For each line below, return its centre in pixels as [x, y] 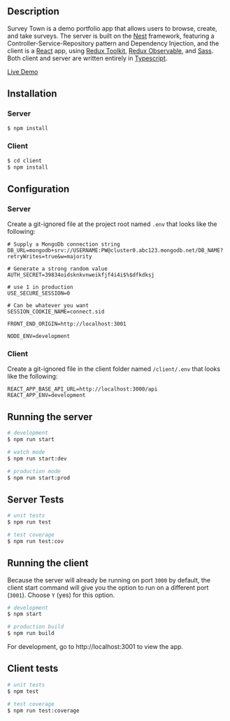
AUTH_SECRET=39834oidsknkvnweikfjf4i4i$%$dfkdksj [81, 275]
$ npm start [24, 614]
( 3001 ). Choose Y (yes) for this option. [61, 595]
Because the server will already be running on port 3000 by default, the [109, 580]
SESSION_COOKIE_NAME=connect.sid [56, 312]
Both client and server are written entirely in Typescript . [87, 58]
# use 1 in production [40, 287]
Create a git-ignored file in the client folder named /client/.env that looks [114, 369]
